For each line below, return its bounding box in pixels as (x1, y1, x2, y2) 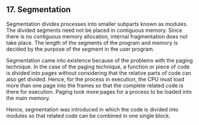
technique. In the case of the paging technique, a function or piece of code (6, 63, 190, 70)
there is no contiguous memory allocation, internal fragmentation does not (6, 32, 188, 40)
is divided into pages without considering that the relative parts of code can (6, 69, 191, 76)
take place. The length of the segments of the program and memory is (6, 39, 178, 46)
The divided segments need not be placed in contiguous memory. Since (6, 27, 182, 34)
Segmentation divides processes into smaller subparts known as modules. (6, 20, 188, 27)
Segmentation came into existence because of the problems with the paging (6, 57, 193, 64)
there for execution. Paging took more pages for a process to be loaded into (6, 88, 192, 95)
